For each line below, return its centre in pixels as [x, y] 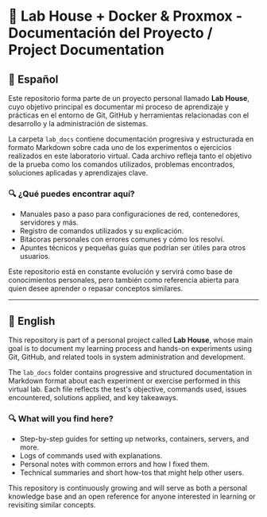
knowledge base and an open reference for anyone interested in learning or [132, 496]
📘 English [32, 321]
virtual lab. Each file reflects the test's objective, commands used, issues [128, 389]
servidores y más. [49, 222]
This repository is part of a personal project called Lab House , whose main [131, 340]
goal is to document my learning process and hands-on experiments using [130, 349]
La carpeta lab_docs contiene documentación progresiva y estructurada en [131, 139]
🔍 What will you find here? [61, 419]
